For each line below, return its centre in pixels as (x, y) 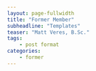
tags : (15, 39)
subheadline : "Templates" (44, 26)
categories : (24, 51)
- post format (39, 45)
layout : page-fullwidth (41, 13)
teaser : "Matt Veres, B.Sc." (48, 32)
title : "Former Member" (41, 20)
